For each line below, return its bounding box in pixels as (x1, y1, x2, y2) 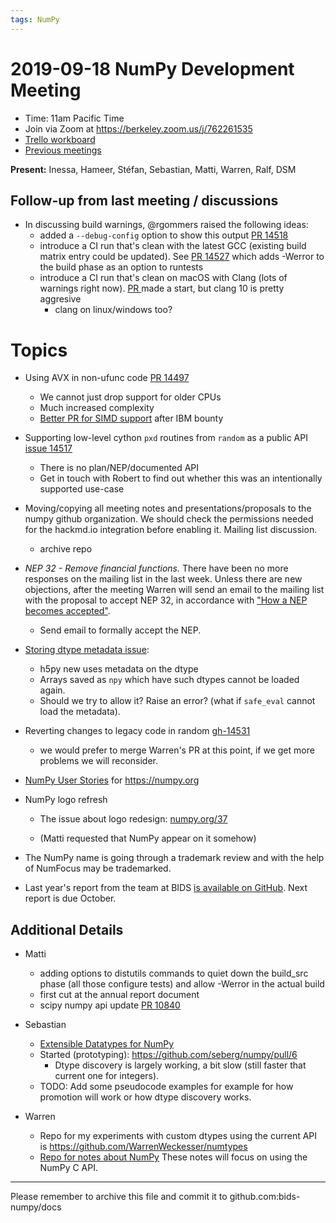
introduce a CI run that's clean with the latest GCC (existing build (39, 240, 307, 252)
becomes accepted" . (24, 605, 111, 617)
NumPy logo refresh (24, 794, 108, 806)
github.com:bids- (229, 1191, 301, 1203)
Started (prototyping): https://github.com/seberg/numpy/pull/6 (39, 1049, 298, 1061)
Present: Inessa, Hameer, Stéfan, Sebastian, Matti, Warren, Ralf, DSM (10, 163, 297, 175)
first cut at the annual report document (39, 989, 200, 1001)
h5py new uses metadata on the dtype (39, 663, 199, 675)
